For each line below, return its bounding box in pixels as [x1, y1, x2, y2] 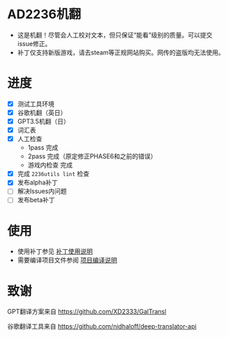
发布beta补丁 [17, 196, 56, 204]
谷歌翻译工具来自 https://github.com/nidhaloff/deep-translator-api [7, 322, 197, 331]
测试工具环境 [17, 99, 54, 108]
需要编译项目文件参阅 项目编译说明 [17, 256, 117, 264]
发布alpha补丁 [17, 179, 58, 187]
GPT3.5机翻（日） [17, 117, 70, 126]
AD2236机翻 [7, 6, 82, 22]
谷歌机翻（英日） [17, 108, 67, 117]
